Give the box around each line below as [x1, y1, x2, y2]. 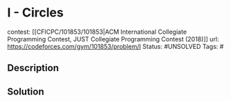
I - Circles [7, 5, 64, 21]
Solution [7, 85, 44, 97]
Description [7, 62, 59, 74]
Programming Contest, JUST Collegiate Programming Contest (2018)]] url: [7, 34, 219, 43]
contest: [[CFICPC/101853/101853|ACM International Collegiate [7, 28, 187, 36]
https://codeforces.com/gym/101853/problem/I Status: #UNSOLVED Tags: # [7, 42, 224, 50]
